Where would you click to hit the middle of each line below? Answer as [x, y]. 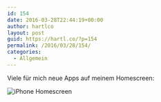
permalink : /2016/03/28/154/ [49, 45]
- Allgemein [31, 59]
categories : [24, 52]
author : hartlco [30, 26]
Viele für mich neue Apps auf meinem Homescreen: [81, 78]
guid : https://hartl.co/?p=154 [52, 39]
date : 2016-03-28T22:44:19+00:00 [55, 20]
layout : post [26, 33]
